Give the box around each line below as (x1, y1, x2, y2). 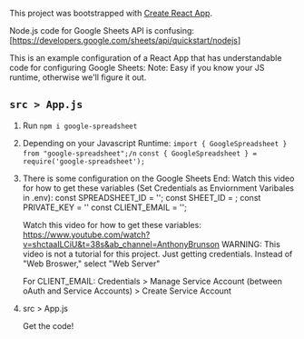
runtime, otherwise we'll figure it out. (9, 72, 147, 83)
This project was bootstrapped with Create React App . (9, 8, 213, 18)
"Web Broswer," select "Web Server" (22, 258, 161, 269)
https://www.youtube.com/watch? (22, 229, 151, 240)
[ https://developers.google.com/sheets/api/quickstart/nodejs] (9, 35, 241, 45)
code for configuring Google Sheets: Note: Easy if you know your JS (9, 63, 265, 73)
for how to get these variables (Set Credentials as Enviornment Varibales (22, 182, 295, 194)
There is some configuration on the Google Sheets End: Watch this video (22, 173, 295, 184)
